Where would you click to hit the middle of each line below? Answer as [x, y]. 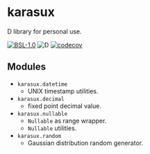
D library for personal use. [44, 31]
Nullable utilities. [52, 128]
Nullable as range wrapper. [67, 121]
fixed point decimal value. [65, 106]
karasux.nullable [42, 114]
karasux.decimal [41, 99]
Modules [27, 67]
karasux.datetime [42, 84]
